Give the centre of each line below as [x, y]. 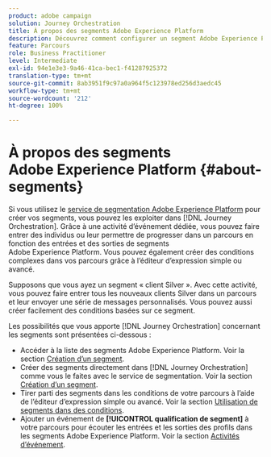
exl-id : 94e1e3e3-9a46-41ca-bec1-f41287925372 [88, 69]
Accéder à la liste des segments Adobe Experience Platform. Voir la [132, 351]
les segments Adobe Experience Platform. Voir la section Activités [130, 436]
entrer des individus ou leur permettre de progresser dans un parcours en [131, 235]
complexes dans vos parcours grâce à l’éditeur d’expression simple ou [125, 261]
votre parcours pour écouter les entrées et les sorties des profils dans [136, 427]
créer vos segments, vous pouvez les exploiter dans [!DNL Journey [120, 218]
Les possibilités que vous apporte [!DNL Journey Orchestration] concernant [134, 326]
